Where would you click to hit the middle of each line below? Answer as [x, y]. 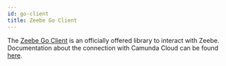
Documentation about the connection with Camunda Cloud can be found [113, 48]
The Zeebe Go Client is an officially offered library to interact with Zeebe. [113, 40]
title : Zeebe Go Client [42, 20]
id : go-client [28, 14]
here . [15, 55]
